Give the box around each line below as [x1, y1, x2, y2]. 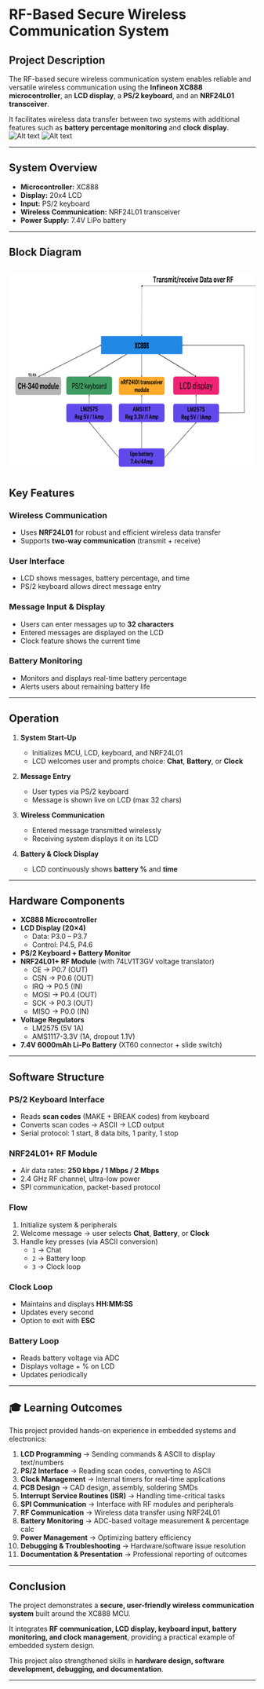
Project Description [9, 53, 106, 67]
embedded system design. [9, 1640, 95, 1650]
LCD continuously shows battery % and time [31, 864, 179, 873]
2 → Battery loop [31, 1253, 86, 1263]
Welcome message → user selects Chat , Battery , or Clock [20, 1228, 210, 1238]
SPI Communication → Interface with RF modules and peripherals [20, 1500, 234, 1509]
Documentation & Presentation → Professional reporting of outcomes [20, 1549, 248, 1559]
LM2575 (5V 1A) [31, 1023, 85, 1033]
